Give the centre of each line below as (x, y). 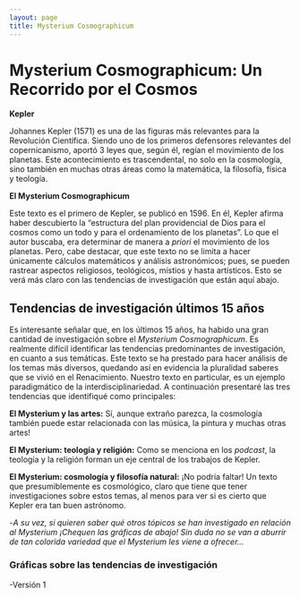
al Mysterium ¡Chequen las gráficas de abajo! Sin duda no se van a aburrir (148, 533)
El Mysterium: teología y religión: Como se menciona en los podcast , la (142, 450)
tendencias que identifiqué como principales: (93, 397)
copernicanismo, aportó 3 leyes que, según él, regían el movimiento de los (147, 150)
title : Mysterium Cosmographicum (72, 26)
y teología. (29, 179)
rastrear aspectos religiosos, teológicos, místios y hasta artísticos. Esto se (146, 270)
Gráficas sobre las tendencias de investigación (113, 565)
